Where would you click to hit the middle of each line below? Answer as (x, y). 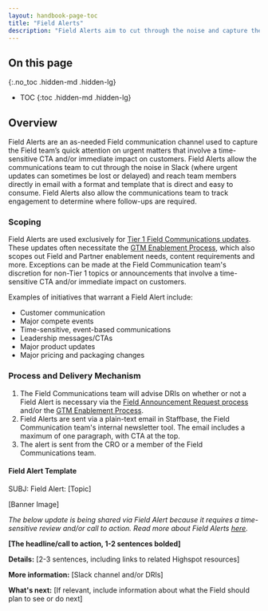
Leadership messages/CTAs (66, 338)
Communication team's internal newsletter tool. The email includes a (132, 427)
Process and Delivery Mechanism (75, 376)
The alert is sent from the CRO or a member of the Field (111, 444)
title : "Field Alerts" (46, 23)
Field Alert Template (43, 471)
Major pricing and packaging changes (82, 355)
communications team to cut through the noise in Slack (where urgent (123, 167)
